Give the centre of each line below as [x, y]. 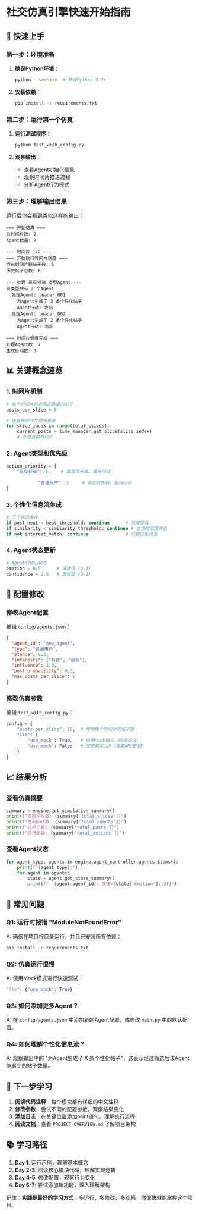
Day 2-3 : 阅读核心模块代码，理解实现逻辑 [65, 1170]
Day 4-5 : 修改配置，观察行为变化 [55, 1178]
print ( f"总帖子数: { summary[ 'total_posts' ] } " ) [63, 827]
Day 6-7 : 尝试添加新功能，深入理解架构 [62, 1185]
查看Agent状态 [27, 849]
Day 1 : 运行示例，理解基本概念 [52, 1163]
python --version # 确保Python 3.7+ [60, 80]
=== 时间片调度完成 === [32, 338]
